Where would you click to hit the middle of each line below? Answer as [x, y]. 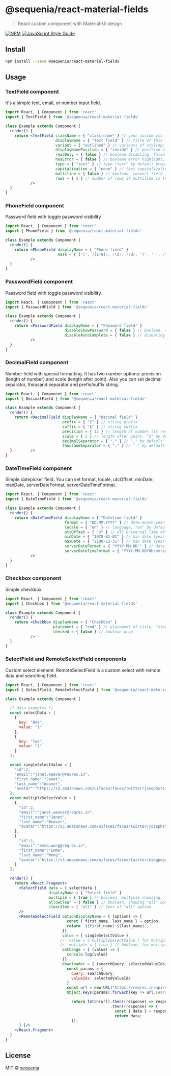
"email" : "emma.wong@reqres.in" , [53, 845]
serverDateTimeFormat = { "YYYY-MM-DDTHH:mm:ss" [117, 551]
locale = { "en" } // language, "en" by [108, 527]
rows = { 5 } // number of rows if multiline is [108, 178]
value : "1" [30, 727]
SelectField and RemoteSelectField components [66, 659]
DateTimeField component [39, 468]
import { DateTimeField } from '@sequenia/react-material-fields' [77, 499]
